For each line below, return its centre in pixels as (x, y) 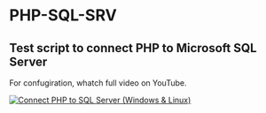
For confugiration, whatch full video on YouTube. (98, 83)
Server (28, 61)
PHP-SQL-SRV (63, 15)
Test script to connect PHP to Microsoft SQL (133, 48)
